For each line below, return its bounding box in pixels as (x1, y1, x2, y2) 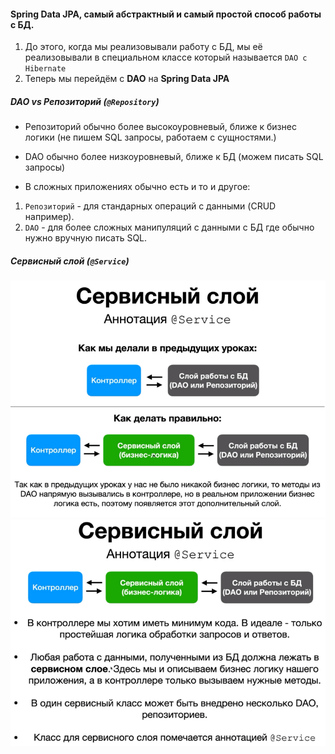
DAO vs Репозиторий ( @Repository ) (10, 95, 160, 107)
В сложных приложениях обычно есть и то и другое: (24, 181, 251, 193)
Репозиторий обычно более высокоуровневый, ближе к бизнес (24, 121, 297, 133)
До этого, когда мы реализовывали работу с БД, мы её (24, 41, 263, 53)
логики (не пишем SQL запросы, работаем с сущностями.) (24, 131, 277, 144)
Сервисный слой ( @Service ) (10, 255, 130, 267)
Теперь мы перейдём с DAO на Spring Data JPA (24, 73, 230, 85)
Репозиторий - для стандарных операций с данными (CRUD (24, 200, 277, 212)
